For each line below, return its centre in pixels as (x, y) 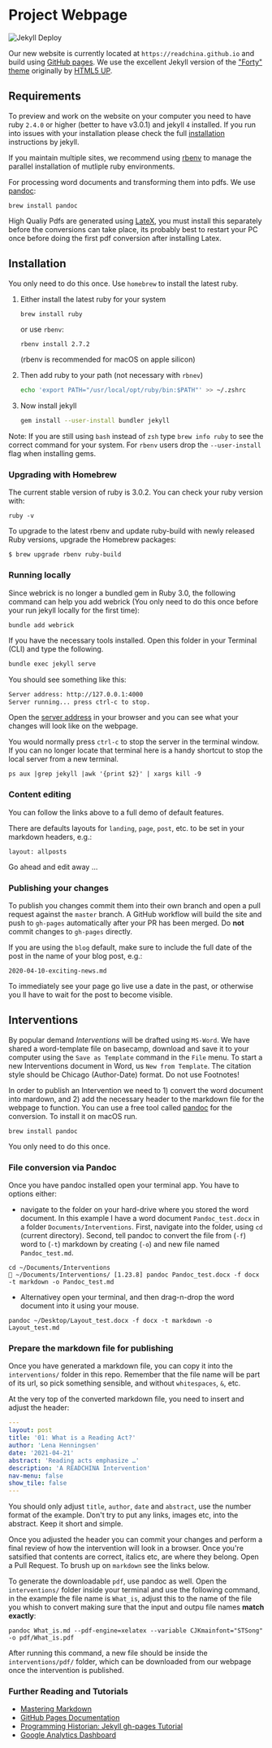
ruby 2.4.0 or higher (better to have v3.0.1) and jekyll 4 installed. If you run (132, 125)
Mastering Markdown (56, 1709)
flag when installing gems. (52, 454)
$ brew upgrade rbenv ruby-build (65, 555)
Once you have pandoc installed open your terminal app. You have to (124, 1185)
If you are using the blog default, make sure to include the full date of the (130, 947)
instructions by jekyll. (44, 142)
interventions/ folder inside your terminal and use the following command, (134, 1590)
